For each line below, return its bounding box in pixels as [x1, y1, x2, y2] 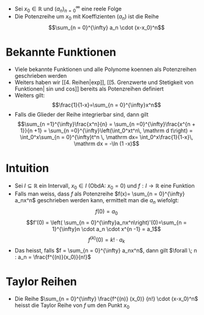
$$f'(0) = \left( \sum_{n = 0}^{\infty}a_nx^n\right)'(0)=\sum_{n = [26, 219, 188, 226]
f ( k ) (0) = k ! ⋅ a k [87, 235, 125, 245]
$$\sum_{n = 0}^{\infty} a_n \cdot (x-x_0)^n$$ [48, 24, 166, 31]
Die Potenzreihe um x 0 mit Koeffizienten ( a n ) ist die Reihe [14, 13, 159, 22]
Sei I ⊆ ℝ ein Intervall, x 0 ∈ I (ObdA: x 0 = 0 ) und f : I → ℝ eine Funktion [14, 182, 195, 191]
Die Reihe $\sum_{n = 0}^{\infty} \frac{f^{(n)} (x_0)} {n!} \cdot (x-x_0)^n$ [14, 295, 199, 302]
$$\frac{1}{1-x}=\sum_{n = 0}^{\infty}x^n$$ [52, 101, 161, 108]
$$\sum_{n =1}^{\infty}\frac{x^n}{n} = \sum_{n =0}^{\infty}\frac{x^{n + [17, 121, 196, 128]
